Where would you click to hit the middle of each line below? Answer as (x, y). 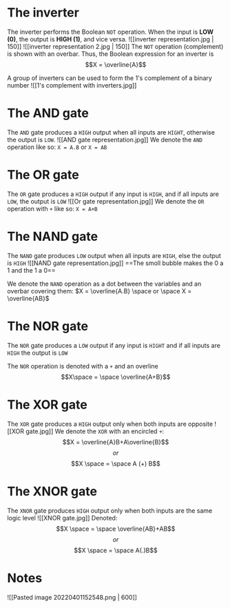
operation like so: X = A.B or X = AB (57, 147)
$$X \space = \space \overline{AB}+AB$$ (116, 529)
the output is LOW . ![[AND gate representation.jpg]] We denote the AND (105, 139)
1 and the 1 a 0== (32, 270)
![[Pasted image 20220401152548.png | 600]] (72, 597)
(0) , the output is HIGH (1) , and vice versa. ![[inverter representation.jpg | (111, 39)
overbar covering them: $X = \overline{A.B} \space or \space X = (100, 291)
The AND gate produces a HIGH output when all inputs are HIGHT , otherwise (111, 132)
